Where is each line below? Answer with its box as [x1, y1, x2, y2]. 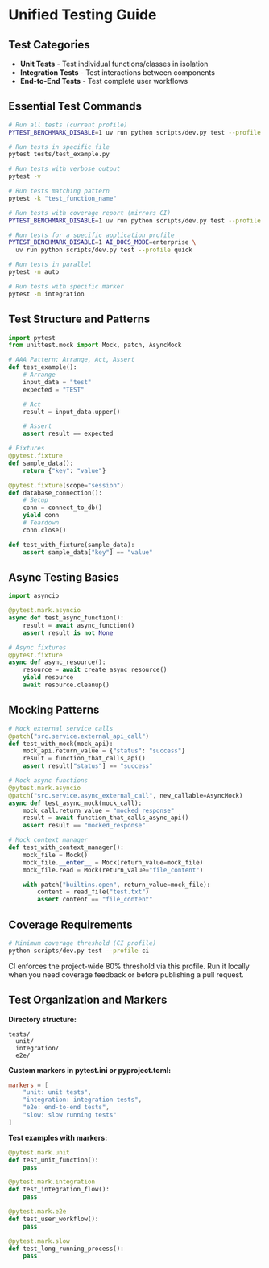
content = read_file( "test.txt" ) [37, 888, 150, 896]
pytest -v [8, 172, 42, 180]
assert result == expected [23, 429, 114, 438]
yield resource [23, 673, 74, 682]
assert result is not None [23, 628, 114, 637]
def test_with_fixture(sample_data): [8, 541, 135, 549]
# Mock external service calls [8, 724, 114, 732]
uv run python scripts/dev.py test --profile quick [15, 246, 193, 255]
